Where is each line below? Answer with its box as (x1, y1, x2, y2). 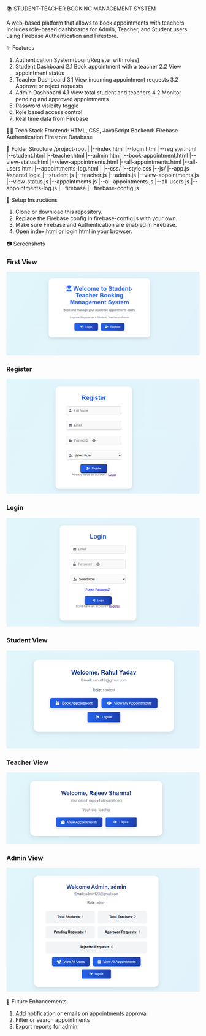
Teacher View (6, 758, 49, 767)
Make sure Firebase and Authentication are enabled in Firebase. (15, 221, 177, 228)
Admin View (6, 853, 44, 862)
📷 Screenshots (6, 240, 45, 247)
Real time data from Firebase (15, 115, 89, 122)
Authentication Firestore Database (6, 134, 93, 140)
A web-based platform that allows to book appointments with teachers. (6, 19, 186, 26)
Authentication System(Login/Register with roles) (15, 56, 140, 63)
